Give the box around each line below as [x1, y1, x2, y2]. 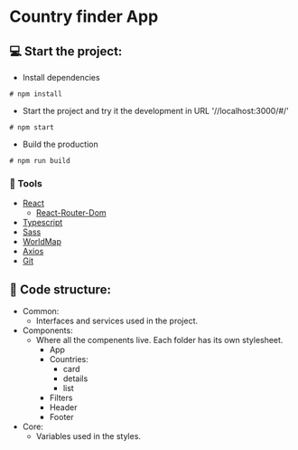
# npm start [9, 123, 54, 132]
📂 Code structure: [9, 282, 111, 297]
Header [49, 402, 78, 413]
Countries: [49, 354, 88, 365]
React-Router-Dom [35, 207, 107, 218]
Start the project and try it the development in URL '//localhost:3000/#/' [22, 106, 289, 116]
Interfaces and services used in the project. [35, 315, 199, 327]
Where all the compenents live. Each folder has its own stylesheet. [35, 335, 284, 346]
